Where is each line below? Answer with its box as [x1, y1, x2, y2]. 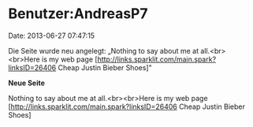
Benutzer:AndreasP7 [8, 5, 148, 23]
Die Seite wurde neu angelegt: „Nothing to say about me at [8, 46, 199, 55]
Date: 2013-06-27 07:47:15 [8, 31, 95, 40]
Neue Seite [8, 78, 46, 88]
